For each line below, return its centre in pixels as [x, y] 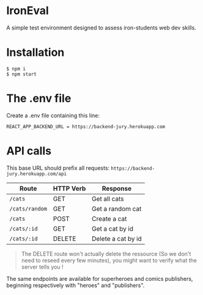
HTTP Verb [69, 188]
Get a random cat [116, 209]
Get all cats [108, 199]
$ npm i [16, 69]
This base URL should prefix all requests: [58, 168]
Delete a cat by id [116, 239]
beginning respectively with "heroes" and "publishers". [76, 285]
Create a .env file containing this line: [53, 115]
